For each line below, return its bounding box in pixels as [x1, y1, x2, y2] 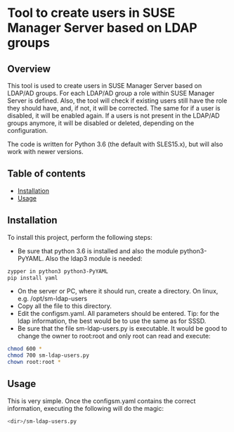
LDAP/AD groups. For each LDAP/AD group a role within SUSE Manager [7, 89, 215, 97]
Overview [7, 63, 51, 75]
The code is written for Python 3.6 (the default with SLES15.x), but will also [7, 140, 223, 148]
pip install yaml [7, 274, 58, 281]
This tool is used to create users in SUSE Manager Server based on [7, 82, 202, 89]
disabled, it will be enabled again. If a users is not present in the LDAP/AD [7, 111, 220, 120]
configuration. [7, 127, 48, 134]
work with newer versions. [7, 148, 84, 155]
